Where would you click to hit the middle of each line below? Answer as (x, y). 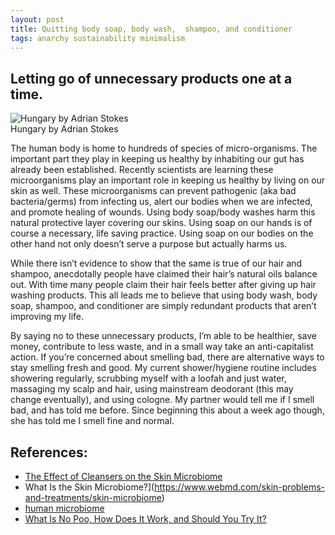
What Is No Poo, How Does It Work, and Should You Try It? (145, 519)
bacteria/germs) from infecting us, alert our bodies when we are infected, (161, 202)
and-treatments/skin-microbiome (93, 497)
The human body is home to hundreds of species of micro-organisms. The (164, 148)
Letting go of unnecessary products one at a (151, 78)
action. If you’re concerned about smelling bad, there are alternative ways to (167, 357)
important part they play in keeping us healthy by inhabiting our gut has (157, 159)
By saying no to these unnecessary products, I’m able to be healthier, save (163, 336)
